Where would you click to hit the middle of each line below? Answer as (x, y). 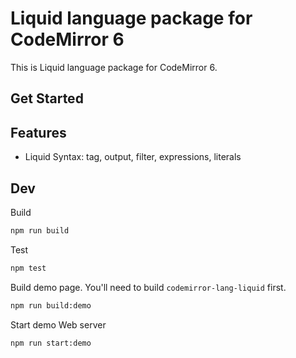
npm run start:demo (51, 343)
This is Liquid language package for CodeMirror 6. (114, 67)
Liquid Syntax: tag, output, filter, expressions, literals (133, 157)
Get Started (47, 98)
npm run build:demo (51, 305)
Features (38, 132)
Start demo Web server (58, 324)
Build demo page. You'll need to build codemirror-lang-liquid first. (148, 287)
